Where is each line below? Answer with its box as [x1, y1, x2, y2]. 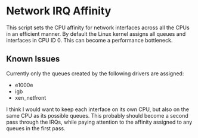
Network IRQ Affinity [6, 4, 112, 18]
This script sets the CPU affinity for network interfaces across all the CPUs [6, 24, 190, 31]
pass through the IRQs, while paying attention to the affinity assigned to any [6, 118, 193, 125]
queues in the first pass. [6, 124, 66, 132]
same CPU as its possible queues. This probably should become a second [6, 112, 189, 119]
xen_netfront [14, 94, 47, 101]
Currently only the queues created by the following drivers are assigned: [6, 70, 184, 77]
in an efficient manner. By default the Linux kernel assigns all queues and [6, 30, 186, 37]
